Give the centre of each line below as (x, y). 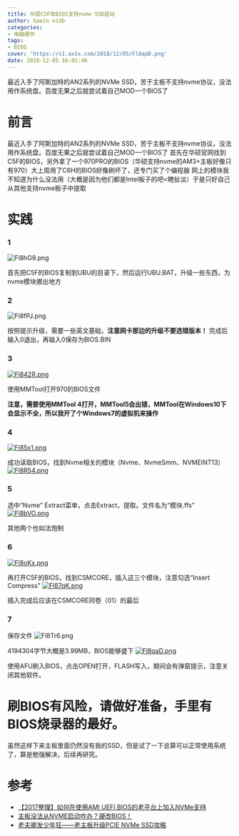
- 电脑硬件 (21, 34)
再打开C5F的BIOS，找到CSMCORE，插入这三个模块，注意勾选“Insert (109, 577)
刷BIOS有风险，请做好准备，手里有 (110, 706)
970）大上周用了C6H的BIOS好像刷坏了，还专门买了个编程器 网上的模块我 (121, 170)
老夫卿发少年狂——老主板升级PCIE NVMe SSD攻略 (92, 825)
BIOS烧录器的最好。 (66, 724)
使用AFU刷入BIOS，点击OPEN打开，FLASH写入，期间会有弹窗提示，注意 (115, 666)
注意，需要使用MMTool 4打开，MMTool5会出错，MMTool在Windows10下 (117, 404)
